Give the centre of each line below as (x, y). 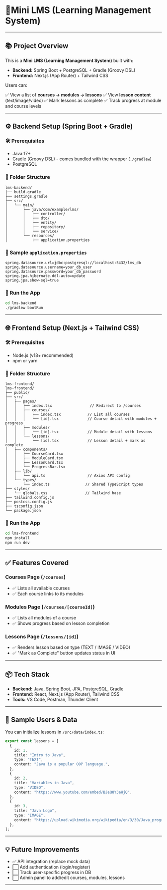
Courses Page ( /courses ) (36, 577)
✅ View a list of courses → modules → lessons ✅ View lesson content (78, 95)
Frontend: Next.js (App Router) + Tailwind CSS (60, 75)
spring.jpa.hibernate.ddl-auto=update (45, 276)
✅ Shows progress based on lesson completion (61, 623)
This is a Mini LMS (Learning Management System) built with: (69, 60)
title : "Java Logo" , (35, 811)
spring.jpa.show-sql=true (32, 281)
